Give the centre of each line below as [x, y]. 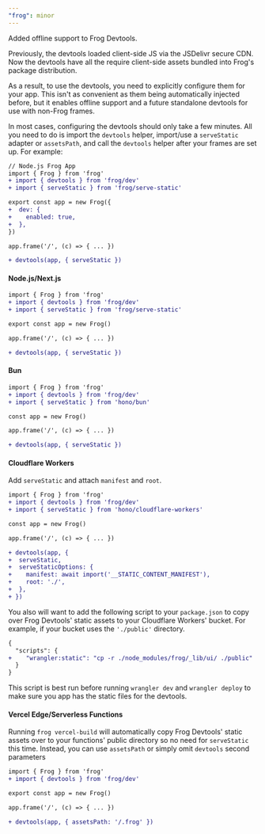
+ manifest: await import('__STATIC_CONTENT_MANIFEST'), [110, 575]
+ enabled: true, [42, 217]
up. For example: [36, 151]
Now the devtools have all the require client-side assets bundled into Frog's [131, 62]
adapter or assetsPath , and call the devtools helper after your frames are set [132, 143]
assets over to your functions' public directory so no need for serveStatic [129, 741]
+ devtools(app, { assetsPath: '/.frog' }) [81, 822]
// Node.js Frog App [42, 166]
